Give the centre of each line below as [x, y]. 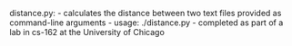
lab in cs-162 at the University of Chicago [87, 32]
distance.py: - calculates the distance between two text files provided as [146, 13]
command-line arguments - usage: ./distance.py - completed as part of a [146, 23]
